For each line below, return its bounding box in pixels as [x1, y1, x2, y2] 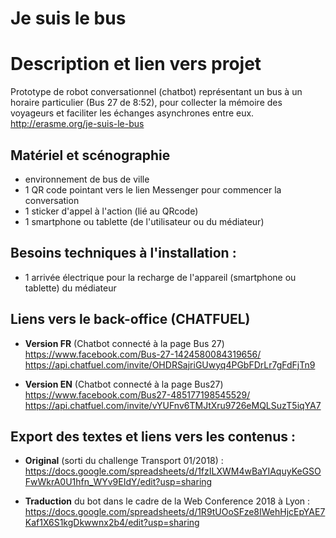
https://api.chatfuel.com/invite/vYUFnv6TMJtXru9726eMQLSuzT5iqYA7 [24, 399, 322, 411]
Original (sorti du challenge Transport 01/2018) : [24, 455, 224, 467]
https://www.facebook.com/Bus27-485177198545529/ [24, 388, 251, 401]
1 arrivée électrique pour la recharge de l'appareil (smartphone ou [24, 271, 297, 283]
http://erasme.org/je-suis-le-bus [10, 118, 145, 130]
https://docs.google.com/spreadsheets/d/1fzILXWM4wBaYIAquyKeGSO [24, 465, 322, 477]
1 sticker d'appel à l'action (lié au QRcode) [24, 205, 199, 217]
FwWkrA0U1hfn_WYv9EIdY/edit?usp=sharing [24, 476, 213, 488]
